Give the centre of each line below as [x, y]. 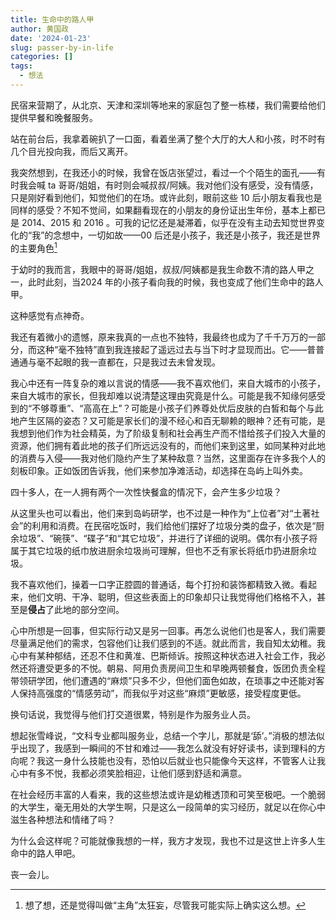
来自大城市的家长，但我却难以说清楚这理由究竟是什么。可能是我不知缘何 [159, 395]
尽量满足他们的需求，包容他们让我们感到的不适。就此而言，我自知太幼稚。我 [168, 643]
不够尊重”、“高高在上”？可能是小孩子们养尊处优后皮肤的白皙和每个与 [173, 408]
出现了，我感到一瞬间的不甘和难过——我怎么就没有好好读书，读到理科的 [167, 748]
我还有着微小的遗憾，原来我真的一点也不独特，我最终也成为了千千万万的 [159, 337]
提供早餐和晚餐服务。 [54, 117]
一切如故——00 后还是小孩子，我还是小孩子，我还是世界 [204, 235]
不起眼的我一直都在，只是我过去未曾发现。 [132, 362]
